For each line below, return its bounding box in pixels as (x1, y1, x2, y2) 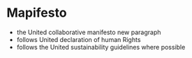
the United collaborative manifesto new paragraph (16, 28, 161, 36)
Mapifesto (6, 5, 67, 21)
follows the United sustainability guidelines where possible (16, 43, 186, 51)
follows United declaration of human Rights (16, 35, 141, 43)
